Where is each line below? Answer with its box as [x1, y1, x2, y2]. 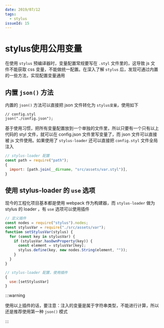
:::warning [5, 292, 25, 298]
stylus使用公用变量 [5, 43, 82, 54]
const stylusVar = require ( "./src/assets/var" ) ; [5, 225, 106, 230]
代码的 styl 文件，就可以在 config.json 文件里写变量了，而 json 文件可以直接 [5, 131, 157, 137]
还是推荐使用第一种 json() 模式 [5, 308, 68, 315]
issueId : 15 [5, 20, 29, 26]
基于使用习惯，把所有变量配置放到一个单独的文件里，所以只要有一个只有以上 [5, 125, 159, 131]
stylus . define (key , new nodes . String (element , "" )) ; [18, 247, 128, 253]
